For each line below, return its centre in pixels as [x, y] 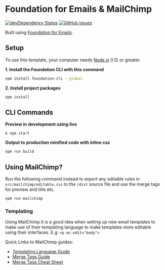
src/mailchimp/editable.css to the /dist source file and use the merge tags [82, 184]
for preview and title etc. [30, 189]
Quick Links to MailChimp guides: [39, 242]
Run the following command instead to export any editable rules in [72, 179]
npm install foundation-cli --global [44, 78]
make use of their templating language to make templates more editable [78, 227]
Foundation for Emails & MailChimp [79, 9]
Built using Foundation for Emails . [39, 32]
